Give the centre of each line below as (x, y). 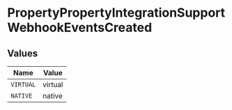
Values (23, 53)
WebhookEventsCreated (80, 28)
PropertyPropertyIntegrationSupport (116, 13)
